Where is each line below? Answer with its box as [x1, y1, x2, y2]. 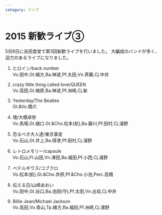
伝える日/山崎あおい [12, 182, 54, 188]
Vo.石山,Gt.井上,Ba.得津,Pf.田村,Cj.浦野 [12, 137, 92, 143]
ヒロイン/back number [12, 65, 59, 71]
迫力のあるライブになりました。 [5, 54, 71, 60]
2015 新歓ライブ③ [5, 31, 84, 42]
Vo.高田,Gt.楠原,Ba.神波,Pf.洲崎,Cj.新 [12, 87, 88, 93]
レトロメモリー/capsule [12, 148, 62, 154]
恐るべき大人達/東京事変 [12, 131, 63, 137]
